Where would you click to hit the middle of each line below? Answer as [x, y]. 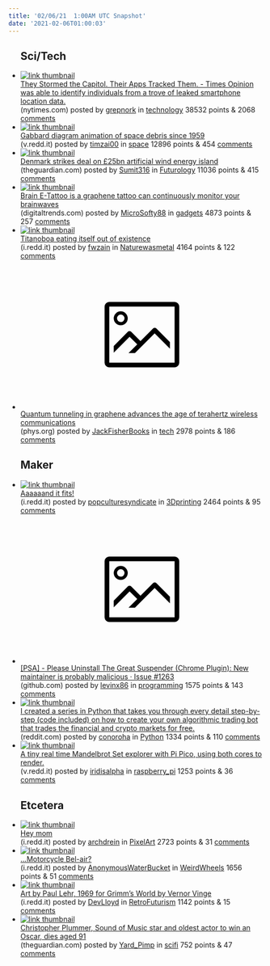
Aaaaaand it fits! [47, 493]
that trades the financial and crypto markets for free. [108, 728]
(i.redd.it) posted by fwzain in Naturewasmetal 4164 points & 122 [128, 247]
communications [48, 422]
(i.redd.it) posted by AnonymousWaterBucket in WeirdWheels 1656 [131, 867]
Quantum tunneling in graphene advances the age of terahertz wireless [139, 414]
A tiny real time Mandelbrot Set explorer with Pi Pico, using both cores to [141, 754]
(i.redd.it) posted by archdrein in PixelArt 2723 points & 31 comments [135, 842]
